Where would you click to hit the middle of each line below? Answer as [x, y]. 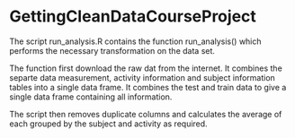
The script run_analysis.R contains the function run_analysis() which [136, 41]
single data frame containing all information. [91, 97]
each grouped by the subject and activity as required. [109, 124]
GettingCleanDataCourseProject [133, 17]
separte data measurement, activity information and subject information [143, 77]
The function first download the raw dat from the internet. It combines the [146, 68]
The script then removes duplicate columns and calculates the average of [146, 114]
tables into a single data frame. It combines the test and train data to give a [148, 87]
